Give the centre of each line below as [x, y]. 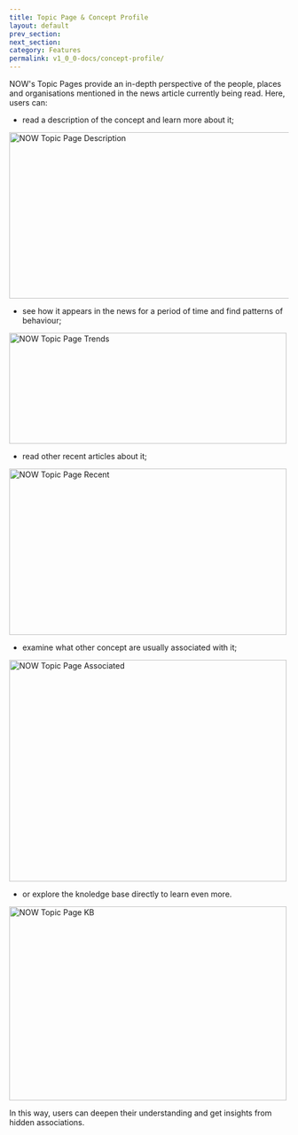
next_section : [35, 42]
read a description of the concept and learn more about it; [128, 120]
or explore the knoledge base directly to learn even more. [127, 894]
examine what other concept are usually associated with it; [129, 647]
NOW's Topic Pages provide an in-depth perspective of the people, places [145, 84]
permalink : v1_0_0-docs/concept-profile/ [87, 59]
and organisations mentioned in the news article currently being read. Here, [147, 93]
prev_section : [35, 34]
